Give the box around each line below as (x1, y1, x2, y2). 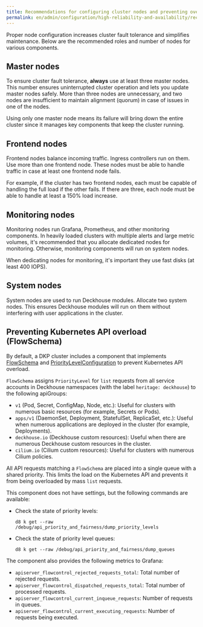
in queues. (14, 600, 42, 608)
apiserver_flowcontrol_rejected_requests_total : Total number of (14, 568, 180, 576)
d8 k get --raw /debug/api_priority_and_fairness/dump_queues (14, 546, 175, 553)
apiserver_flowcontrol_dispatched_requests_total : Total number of (14, 581, 185, 589)
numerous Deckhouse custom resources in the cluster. (14, 440, 152, 447)
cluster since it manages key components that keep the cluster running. (6, 121, 185, 129)
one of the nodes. (6, 103, 51, 111)
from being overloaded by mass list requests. (6, 477, 123, 484)
